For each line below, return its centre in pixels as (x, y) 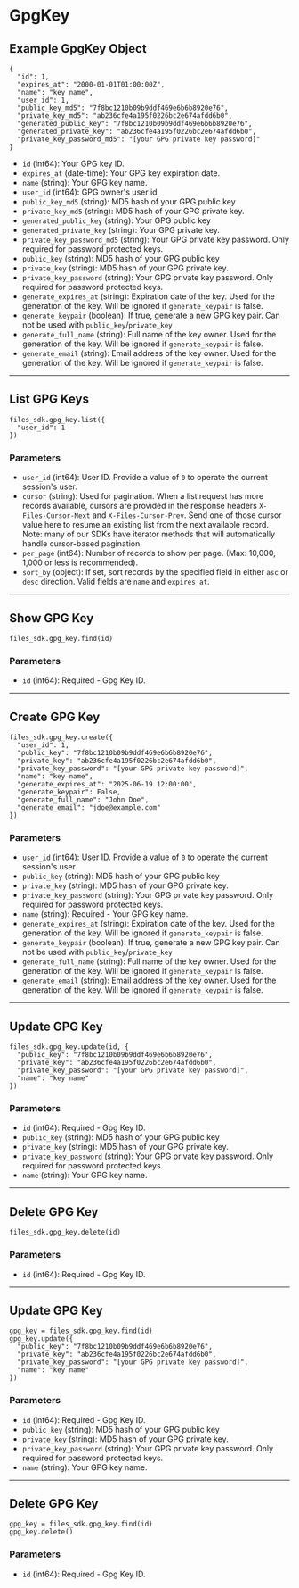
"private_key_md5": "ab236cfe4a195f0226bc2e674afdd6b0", (125, 116)
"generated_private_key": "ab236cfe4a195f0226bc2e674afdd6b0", (137, 131)
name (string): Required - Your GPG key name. (105, 914)
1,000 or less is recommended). (80, 562)
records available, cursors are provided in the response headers (140, 506)
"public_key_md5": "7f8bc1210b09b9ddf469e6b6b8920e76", (123, 108)
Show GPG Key (52, 618)
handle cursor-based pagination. (82, 544)
